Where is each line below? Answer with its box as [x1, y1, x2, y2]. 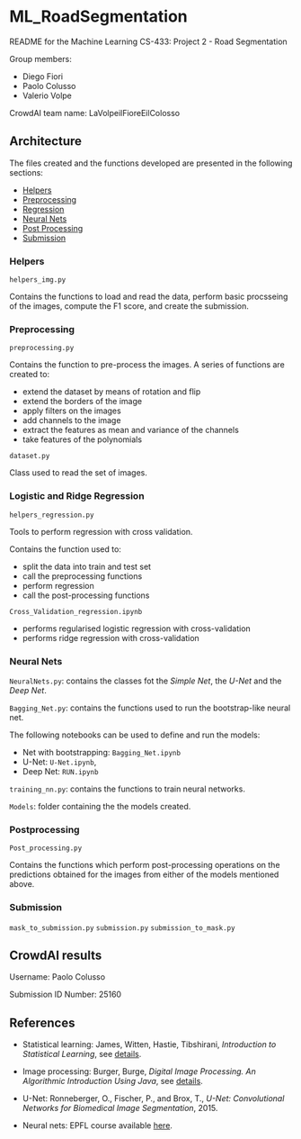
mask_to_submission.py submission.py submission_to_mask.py [9, 923, 235, 933]
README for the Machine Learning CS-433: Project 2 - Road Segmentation [9, 36, 288, 47]
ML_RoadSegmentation [9, 6, 189, 27]
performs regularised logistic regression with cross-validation [22, 623, 252, 634]
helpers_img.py [9, 276, 66, 285]
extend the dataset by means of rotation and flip [22, 386, 201, 397]
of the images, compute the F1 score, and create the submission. [9, 301, 250, 312]
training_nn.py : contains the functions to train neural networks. [9, 783, 245, 794]
